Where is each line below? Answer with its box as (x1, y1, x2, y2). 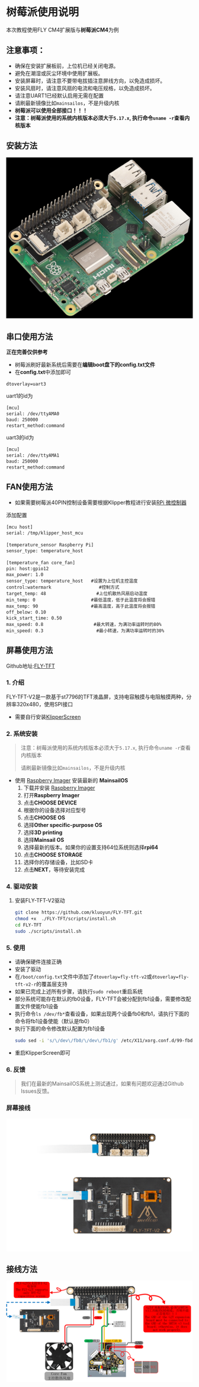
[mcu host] (6, 524, 33, 530)
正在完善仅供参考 (6, 348, 48, 356)
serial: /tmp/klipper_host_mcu (6, 530, 84, 536)
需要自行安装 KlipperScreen (14, 713, 81, 720)
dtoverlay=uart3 (6, 381, 46, 387)
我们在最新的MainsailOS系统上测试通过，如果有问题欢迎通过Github (20, 1080, 184, 1087)
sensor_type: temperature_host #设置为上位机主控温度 (6, 578, 138, 584)
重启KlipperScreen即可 (14, 1049, 71, 1056)
